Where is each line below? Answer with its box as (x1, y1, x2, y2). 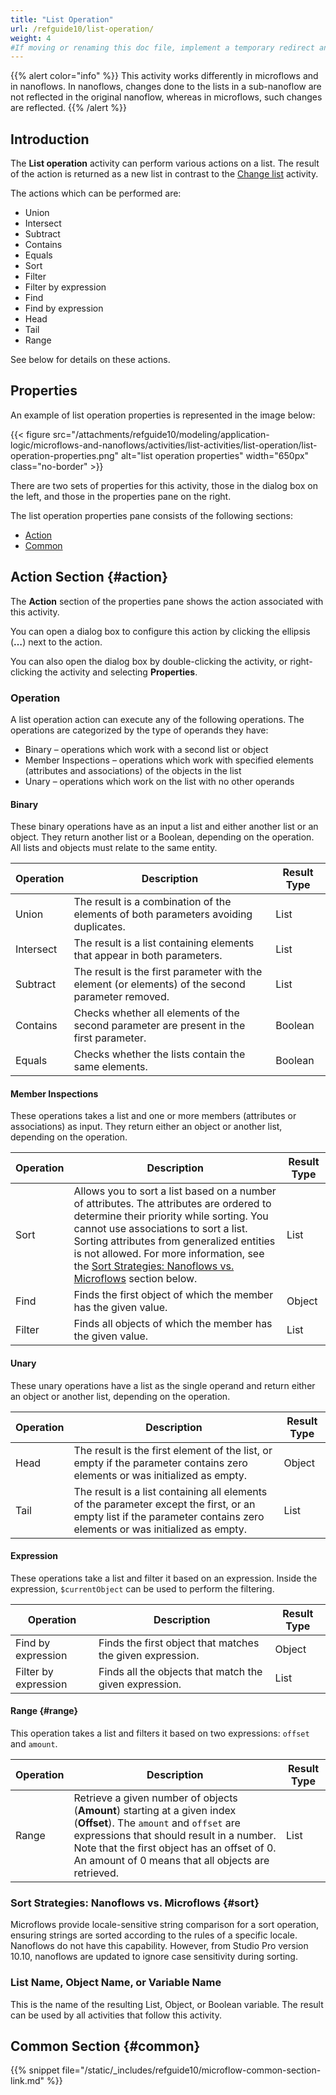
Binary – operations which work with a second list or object (24, 743, 269, 755)
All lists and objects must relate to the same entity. (10, 842, 218, 854)
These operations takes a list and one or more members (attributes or (10, 1110, 297, 1122)
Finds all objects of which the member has (73, 1317, 273, 1331)
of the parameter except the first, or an (73, 1497, 256, 1511)
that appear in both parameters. (73, 949, 223, 963)
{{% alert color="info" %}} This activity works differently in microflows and (10, 70, 319, 82)
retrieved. (73, 1866, 119, 1880)
